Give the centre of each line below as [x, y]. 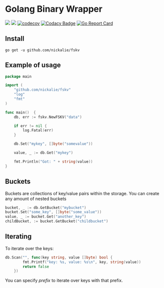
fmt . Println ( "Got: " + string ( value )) [53, 161]
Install [15, 39]
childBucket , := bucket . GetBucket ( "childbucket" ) [57, 221]
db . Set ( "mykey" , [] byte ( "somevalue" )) [53, 144]
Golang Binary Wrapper [54, 9]
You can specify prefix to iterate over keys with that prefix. [64, 281]
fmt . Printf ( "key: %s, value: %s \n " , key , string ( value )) [82, 262]
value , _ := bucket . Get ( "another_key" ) [46, 217]
